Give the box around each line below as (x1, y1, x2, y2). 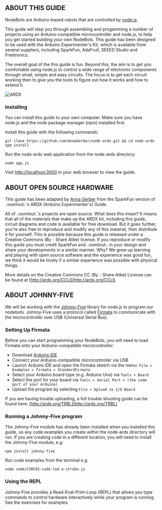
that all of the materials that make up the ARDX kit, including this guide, (5, 216, 147, 221)
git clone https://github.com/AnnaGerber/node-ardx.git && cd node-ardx (5, 138, 155, 144)
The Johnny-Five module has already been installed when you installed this (5, 424, 155, 430)
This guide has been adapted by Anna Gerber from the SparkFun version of (5, 196, 156, 202)
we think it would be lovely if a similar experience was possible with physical (5, 257, 158, 263)
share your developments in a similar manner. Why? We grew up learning (5, 247, 150, 253)
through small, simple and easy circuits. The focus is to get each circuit (5, 71, 147, 77)
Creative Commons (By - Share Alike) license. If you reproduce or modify (5, 237, 151, 242)
